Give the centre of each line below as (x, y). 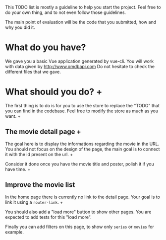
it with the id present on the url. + (39, 154)
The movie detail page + (43, 132)
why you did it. (20, 27)
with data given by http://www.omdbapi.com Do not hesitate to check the (80, 66)
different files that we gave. (33, 72)
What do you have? (46, 47)
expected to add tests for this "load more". (48, 217)
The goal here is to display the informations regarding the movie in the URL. (82, 144)
